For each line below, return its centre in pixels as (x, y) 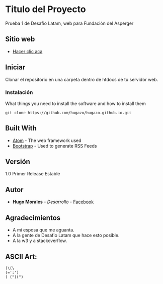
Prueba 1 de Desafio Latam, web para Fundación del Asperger (69, 23)
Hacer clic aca (27, 51)
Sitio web (20, 39)
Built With (21, 128)
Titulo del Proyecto (46, 9)
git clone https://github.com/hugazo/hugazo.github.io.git (68, 113)
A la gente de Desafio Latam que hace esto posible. (66, 235)
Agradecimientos (33, 218)
